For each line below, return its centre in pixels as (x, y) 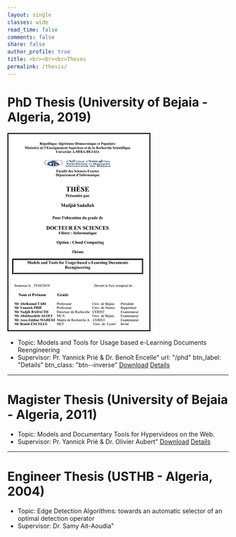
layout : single (29, 15)
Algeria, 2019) (49, 117)
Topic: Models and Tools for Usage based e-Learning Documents (112, 342)
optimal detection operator (56, 518)
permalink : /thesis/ (38, 67)
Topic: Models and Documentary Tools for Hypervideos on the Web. (116, 434)
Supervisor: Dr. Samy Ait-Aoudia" (66, 526)
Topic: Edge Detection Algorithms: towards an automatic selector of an (120, 511)
